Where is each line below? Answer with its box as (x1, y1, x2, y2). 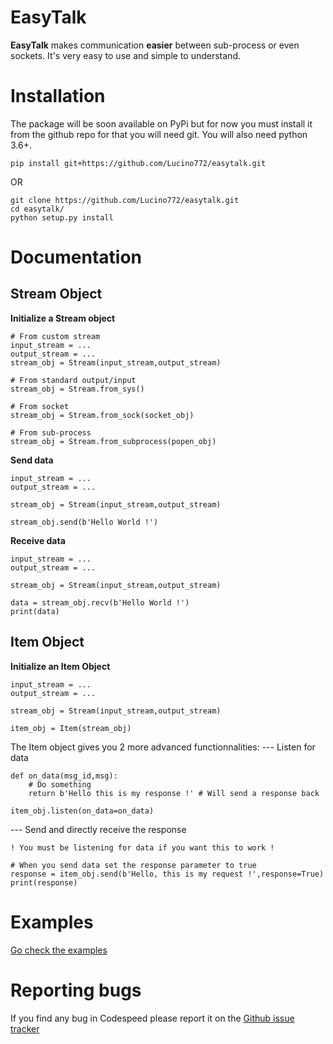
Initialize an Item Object (10, 660, 111, 672)
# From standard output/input (10, 375, 137, 385)
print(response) (10, 877, 78, 888)
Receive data (10, 534, 66, 546)
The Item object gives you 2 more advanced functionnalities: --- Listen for (10, 741, 316, 753)
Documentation (10, 246, 143, 269)
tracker (10, 1022, 40, 1035)
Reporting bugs (10, 979, 142, 1001)
